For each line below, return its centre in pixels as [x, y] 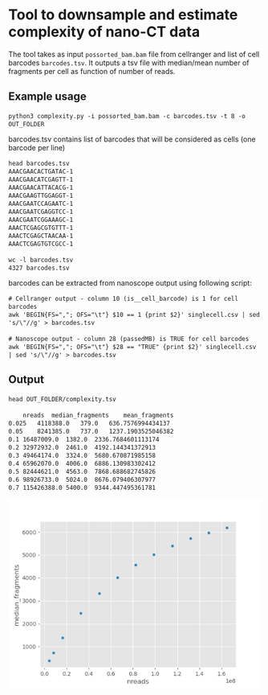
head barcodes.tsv [39, 163]
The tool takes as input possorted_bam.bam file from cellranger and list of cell [134, 54]
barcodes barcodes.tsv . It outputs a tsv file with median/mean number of [129, 63]
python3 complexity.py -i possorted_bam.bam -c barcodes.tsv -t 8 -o [127, 116]
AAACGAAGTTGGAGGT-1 [41, 195]
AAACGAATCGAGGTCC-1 [41, 212]
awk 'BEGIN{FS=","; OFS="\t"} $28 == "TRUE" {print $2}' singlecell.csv [132, 347]
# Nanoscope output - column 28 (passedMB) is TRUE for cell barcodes [129, 339]
